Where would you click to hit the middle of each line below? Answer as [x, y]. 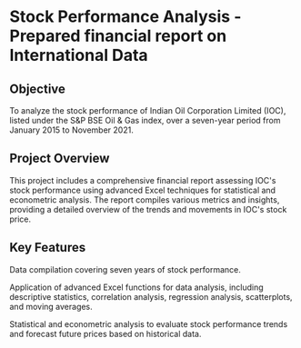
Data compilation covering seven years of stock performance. [125, 269]
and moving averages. [51, 306]
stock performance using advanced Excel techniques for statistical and [142, 190]
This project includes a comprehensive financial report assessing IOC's [143, 180]
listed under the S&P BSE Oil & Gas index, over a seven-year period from [145, 120]
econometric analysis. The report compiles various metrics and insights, [145, 199]
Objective [38, 89]
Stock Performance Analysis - [125, 17]
